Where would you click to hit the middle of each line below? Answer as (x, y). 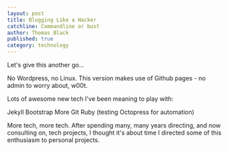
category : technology (38, 45)
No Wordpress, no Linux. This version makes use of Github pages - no (106, 78)
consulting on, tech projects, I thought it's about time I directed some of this (114, 132)
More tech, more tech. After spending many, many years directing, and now (114, 125)
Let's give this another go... (46, 65)
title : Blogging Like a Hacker (52, 20)
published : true (30, 39)
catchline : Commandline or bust (53, 26)
